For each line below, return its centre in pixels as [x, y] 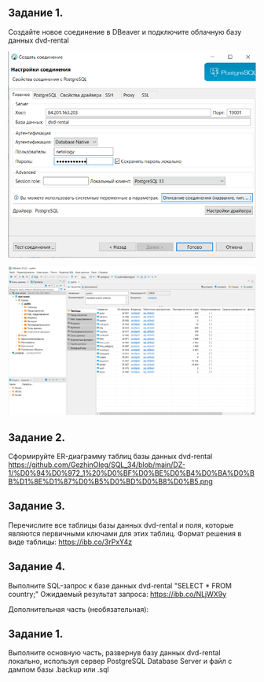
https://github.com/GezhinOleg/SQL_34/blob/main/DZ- [97, 465]
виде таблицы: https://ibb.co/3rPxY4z [70, 542]
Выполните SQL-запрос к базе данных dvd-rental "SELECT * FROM [120, 585]
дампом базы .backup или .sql [59, 669]
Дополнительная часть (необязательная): [79, 609]
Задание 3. [37, 506]
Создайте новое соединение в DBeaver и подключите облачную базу [125, 32]
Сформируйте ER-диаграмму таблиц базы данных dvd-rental [110, 457]
